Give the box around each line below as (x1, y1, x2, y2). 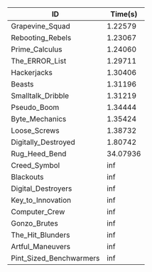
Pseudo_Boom (11, 103, 60, 112)
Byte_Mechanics (11, 114, 67, 124)
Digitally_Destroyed (11, 137, 76, 147)
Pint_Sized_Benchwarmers (11, 253, 100, 263)
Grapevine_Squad (11, 21, 71, 31)
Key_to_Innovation (11, 196, 72, 205)
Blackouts (11, 172, 44, 181)
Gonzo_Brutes (11, 218, 58, 228)
